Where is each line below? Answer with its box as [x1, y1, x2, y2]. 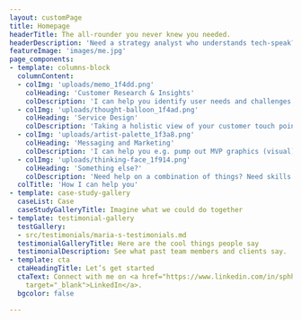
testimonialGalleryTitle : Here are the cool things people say [17, 239, 259, 248]
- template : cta [9, 255, 70, 265]
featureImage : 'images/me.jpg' [9, 47, 127, 56]
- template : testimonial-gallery [9, 213, 135, 223]
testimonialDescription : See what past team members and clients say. [17, 247, 288, 256]
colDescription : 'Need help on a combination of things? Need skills [25, 172, 292, 181]
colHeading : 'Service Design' [25, 113, 139, 122]
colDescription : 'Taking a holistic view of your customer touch [25, 122, 276, 131]
